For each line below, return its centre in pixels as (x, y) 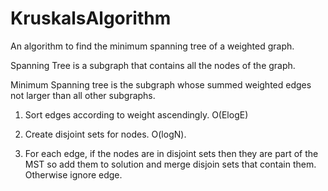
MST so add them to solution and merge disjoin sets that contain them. (170, 164)
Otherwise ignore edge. (73, 174)
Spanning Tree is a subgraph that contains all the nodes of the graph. (153, 65)
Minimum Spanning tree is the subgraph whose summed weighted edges (161, 84)
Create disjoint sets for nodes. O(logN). (105, 134)
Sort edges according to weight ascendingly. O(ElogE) (136, 114)
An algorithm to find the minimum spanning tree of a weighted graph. (152, 46)
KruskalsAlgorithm (91, 18)
